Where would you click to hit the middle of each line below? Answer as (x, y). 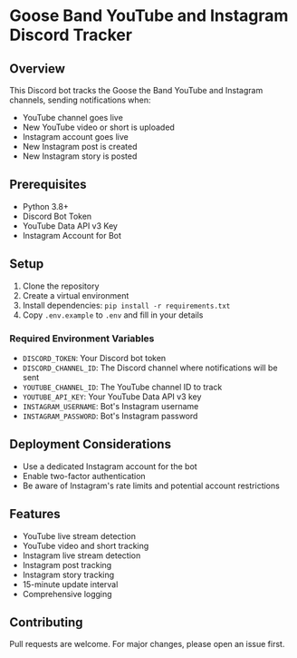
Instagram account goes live (75, 137)
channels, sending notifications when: (80, 100)
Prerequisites (48, 185)
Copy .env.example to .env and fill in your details (113, 315)
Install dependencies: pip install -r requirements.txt (126, 305)
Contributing (46, 622)
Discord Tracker (71, 35)
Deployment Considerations (91, 444)
